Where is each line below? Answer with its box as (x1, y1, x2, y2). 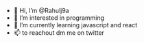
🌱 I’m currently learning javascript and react (13, 21, 138, 29)
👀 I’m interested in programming (13, 14, 105, 22)
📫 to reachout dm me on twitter (13, 29, 105, 37)
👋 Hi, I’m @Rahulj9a (13, 7, 70, 14)
